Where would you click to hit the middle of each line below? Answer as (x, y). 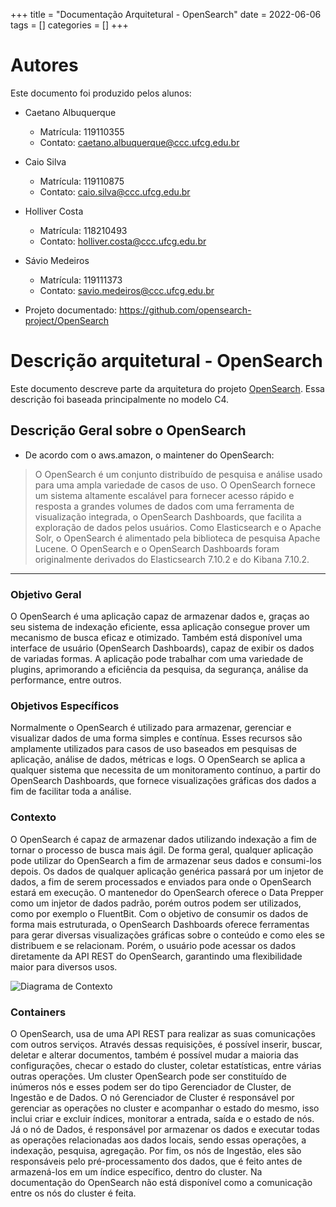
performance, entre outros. (66, 680)
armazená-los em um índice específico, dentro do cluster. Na (136, 1171)
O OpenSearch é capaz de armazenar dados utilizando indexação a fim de (164, 839)
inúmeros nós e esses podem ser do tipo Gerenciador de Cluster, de (151, 1086)
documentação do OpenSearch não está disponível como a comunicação (161, 1182)
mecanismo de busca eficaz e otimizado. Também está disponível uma (156, 637)
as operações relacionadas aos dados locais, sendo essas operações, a (158, 1140)
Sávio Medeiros (57, 260)
